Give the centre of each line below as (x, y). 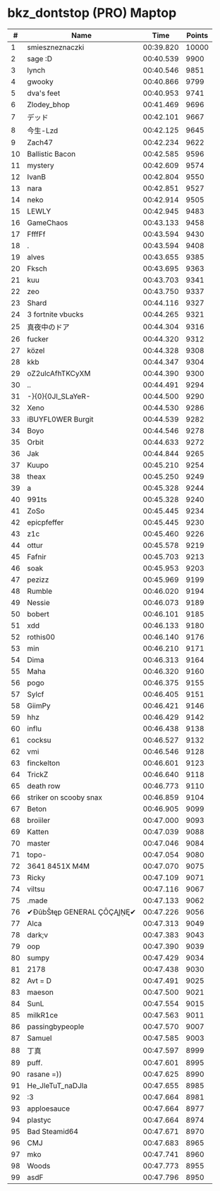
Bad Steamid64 (53, 1131)
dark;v (37, 934)
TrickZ (38, 774)
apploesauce (49, 1108)
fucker (38, 338)
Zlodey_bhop (49, 104)
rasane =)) (44, 1074)
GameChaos (48, 222)
